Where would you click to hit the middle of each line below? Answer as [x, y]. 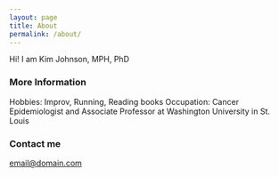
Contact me [35, 143]
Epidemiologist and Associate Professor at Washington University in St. [139, 111]
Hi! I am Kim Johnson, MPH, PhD [69, 60]
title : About [33, 26]
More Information [48, 83]
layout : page [33, 17]
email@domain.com [46, 163]
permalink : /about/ [45, 34]
